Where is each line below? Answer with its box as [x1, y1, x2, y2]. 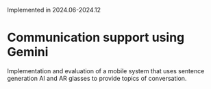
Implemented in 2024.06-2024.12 [7, 6, 101, 14]
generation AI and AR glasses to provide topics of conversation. [7, 74, 187, 82]
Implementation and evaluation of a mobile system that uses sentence [7, 66, 205, 75]
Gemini [7, 44, 49, 60]
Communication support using [7, 30, 185, 45]
